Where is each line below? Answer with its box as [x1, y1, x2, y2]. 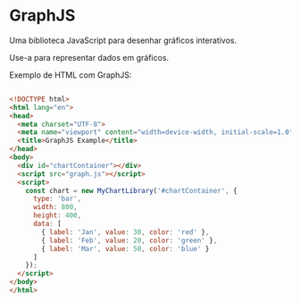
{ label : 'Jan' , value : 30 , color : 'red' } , [41, 227, 210, 237]
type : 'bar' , [32, 194, 82, 204]
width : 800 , [32, 203, 78, 212]
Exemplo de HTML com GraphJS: [9, 69, 132, 80]
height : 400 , [32, 211, 82, 220]
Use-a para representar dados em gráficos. [9, 52, 170, 63]
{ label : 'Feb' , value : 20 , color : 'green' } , [41, 236, 218, 245]
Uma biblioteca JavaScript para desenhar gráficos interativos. [9, 35, 237, 46]
